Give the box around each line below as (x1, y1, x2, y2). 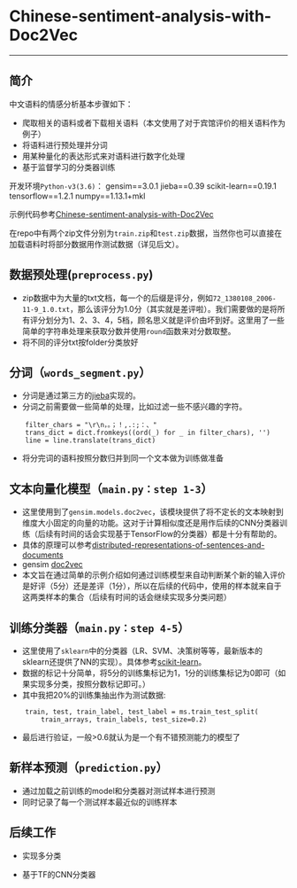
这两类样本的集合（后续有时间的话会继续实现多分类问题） (21, 592, 232, 603)
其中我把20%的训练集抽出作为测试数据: (21, 689, 166, 700)
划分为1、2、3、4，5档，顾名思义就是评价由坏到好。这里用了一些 (45, 315, 286, 325)
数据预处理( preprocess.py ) (9, 268, 154, 283)
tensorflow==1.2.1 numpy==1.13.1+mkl (9, 191, 146, 201)
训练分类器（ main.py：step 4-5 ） (9, 620, 190, 635)
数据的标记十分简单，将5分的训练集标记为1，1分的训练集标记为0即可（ (21, 667, 278, 678)
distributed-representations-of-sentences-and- (91, 540, 265, 550)
